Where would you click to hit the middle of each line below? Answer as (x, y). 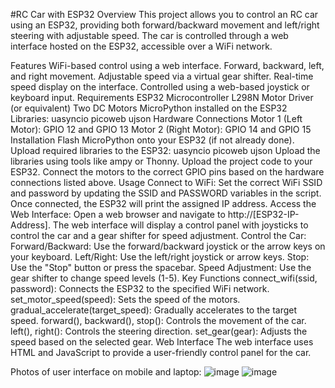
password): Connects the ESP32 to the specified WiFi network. (140, 288)
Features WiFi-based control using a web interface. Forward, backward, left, (167, 65)
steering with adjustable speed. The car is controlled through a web (149, 35)
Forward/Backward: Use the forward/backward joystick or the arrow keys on (168, 246)
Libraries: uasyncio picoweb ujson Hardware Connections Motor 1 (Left (156, 118)
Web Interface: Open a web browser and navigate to (118, 214)
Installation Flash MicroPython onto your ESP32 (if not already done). (152, 140)
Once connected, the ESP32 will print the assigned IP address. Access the (163, 203)
